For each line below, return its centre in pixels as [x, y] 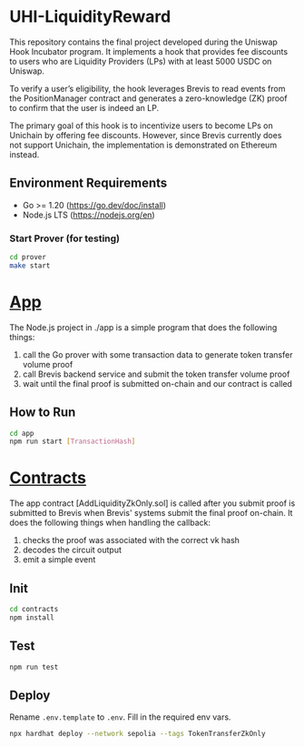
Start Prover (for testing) [65, 238]
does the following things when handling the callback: [110, 523]
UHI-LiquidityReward [90, 17]
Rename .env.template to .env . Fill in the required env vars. [120, 717]
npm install [32, 617]
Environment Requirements [88, 183]
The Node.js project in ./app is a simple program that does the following [143, 327]
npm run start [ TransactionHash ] [73, 442]
